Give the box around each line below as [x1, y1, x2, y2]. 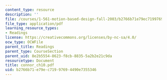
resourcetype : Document [5, 58, 55, 63]
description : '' [5, 12, 39, 17]
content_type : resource [5, 7, 55, 12]
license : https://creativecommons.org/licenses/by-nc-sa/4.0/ [5, 35, 137, 40]
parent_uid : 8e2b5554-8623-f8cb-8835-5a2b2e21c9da [5, 53, 112, 59]
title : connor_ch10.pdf [5, 63, 55, 68]
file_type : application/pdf [5, 21, 64, 26]
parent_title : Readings [5, 44, 55, 49]
